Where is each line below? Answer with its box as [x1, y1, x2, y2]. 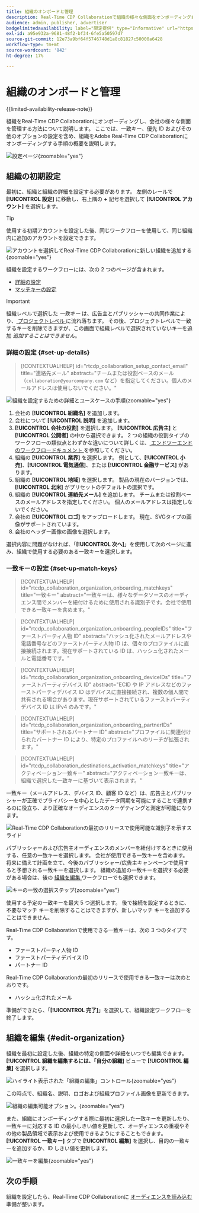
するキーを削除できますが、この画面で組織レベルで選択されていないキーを [6, 325, 188, 332]
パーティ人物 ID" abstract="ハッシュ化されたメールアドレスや [41, 632, 192, 639]
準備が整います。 [6, 1201, 47, 1208]
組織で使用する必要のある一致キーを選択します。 [16, 548, 136, 555]
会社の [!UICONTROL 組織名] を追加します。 [14, 409, 123, 417]
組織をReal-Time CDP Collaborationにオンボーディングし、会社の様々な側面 [6, 117, 191, 124]
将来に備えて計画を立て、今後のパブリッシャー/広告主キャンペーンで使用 [6, 859, 184, 866]
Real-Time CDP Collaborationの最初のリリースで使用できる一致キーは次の [6, 974, 186, 981]
